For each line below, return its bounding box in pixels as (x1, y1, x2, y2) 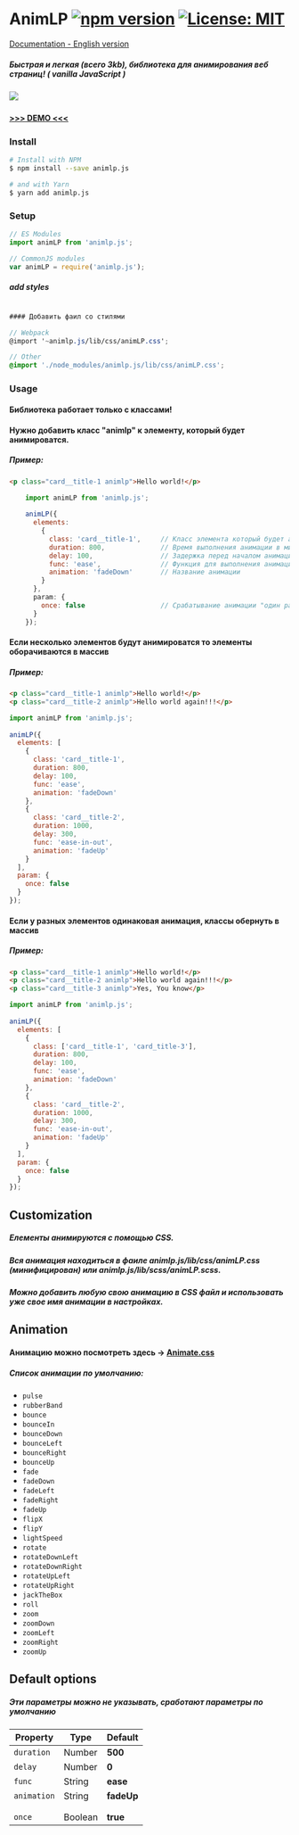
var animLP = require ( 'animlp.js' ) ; (9, 262, 145, 271)
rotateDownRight (21, 1562, 83, 1571)
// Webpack (9, 328, 50, 337)
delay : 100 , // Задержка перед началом (48, 551, 261, 560)
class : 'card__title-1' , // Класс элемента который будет (48, 534, 285, 543)
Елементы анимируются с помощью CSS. (9, 1232, 174, 1244)
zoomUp (21, 1647, 47, 1657)
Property (14, 1732, 54, 1744)
